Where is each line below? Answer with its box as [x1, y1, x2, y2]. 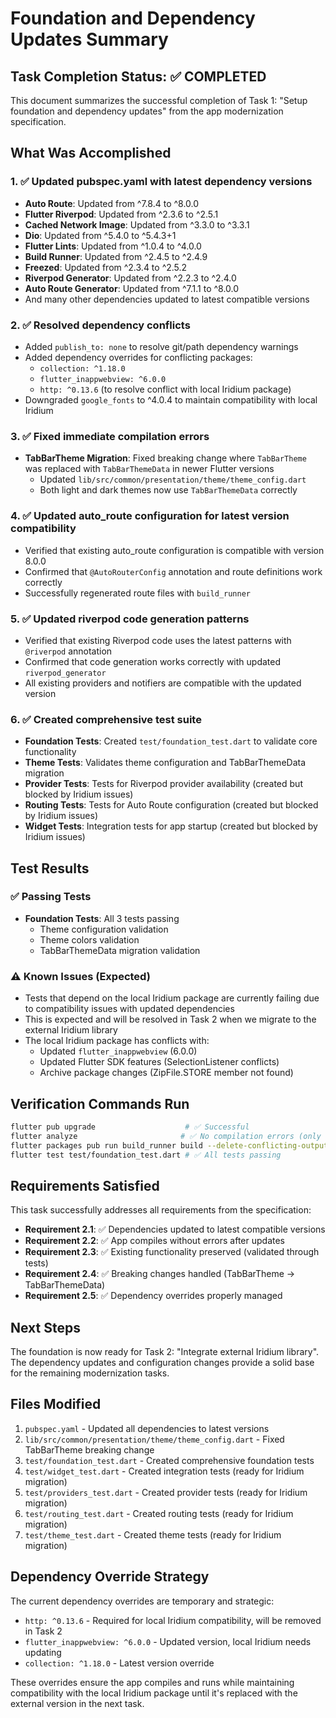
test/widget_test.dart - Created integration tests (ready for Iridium [24, 1465, 305, 1477]
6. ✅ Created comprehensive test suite [10, 712, 202, 726]
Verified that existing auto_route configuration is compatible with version [24, 544, 325, 556]
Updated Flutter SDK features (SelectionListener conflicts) [39, 1056, 280, 1068]
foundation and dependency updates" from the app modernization [10, 105, 284, 117]
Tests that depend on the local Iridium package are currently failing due [24, 992, 320, 1004]
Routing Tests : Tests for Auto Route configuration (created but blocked [24, 799, 319, 811]
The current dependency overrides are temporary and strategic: [10, 1595, 275, 1607]
